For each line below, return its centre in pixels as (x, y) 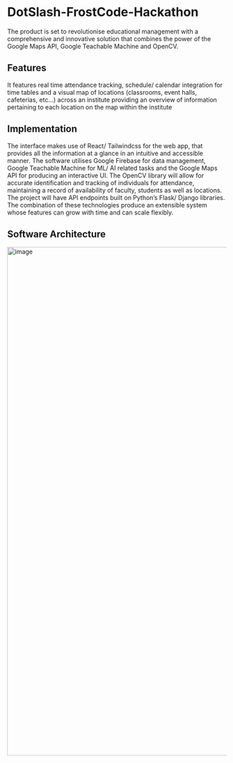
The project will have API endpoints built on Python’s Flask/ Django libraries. (116, 197)
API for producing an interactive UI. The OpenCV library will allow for (105, 175)
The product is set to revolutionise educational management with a (103, 31)
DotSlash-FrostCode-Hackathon (103, 12)
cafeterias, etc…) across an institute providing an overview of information (112, 100)
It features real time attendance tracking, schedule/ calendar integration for (115, 85)
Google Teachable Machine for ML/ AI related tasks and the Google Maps (112, 168)
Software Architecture (57, 234)
